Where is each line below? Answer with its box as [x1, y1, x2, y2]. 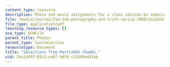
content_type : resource [5, 7, 56, 13]
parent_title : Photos [5, 36, 51, 41]
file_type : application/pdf [5, 21, 65, 27]
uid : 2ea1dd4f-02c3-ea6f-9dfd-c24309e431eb [5, 54, 99, 59]
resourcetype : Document [5, 45, 56, 50]
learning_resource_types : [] [5, 26, 67, 31]
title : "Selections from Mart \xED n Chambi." [5, 49, 101, 54]
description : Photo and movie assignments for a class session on [5, 12, 148, 17]
